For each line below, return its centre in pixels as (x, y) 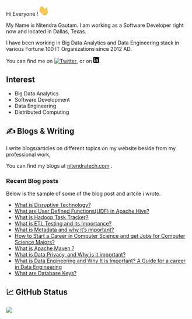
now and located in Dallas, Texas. (46, 32)
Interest (20, 79)
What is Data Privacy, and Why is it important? (70, 255)
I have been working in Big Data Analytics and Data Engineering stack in (93, 43)
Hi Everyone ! (22, 14)
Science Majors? (34, 242)
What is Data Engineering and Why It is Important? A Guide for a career (100, 261)
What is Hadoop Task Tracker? (51, 217)
